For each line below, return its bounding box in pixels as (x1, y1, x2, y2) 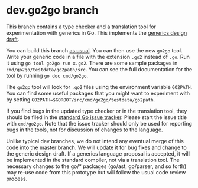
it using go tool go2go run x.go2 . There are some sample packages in (6, 60, 178, 67)
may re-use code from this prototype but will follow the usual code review (6, 169, 186, 176)
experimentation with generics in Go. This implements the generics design (6, 29, 187, 36)
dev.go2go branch (6, 4, 99, 17)
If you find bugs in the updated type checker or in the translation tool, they (6, 107, 187, 114)
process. (6, 175, 28, 182)
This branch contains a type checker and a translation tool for (6, 23, 157, 30)
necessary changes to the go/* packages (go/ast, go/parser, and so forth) (6, 163, 187, 170)
